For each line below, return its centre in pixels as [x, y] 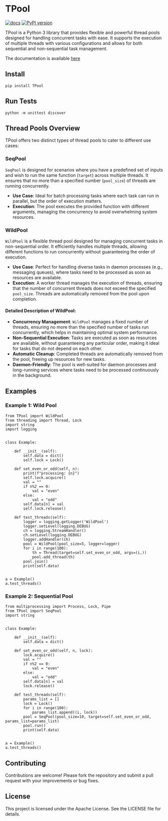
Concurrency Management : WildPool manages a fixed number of [80, 322]
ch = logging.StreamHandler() [55, 530]
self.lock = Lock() [44, 460]
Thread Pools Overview [43, 128]
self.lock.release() [45, 509]
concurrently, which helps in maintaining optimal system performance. [85, 333]
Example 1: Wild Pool [31, 405]
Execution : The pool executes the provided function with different [81, 206]
